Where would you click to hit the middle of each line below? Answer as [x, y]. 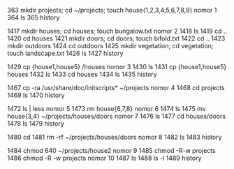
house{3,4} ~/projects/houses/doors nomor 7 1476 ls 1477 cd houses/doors [116, 116]
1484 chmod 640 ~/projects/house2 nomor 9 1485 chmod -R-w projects [111, 150]
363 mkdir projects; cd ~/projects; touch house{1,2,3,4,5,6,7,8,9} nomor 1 [112, 10]
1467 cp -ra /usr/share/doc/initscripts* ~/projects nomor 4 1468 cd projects [116, 88]
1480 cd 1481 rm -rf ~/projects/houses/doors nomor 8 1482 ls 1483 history [115, 137]
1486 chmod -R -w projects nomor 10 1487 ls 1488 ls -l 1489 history [104, 158]
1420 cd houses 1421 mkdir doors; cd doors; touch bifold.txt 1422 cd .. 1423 [116, 38]
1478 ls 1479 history [36, 124]
